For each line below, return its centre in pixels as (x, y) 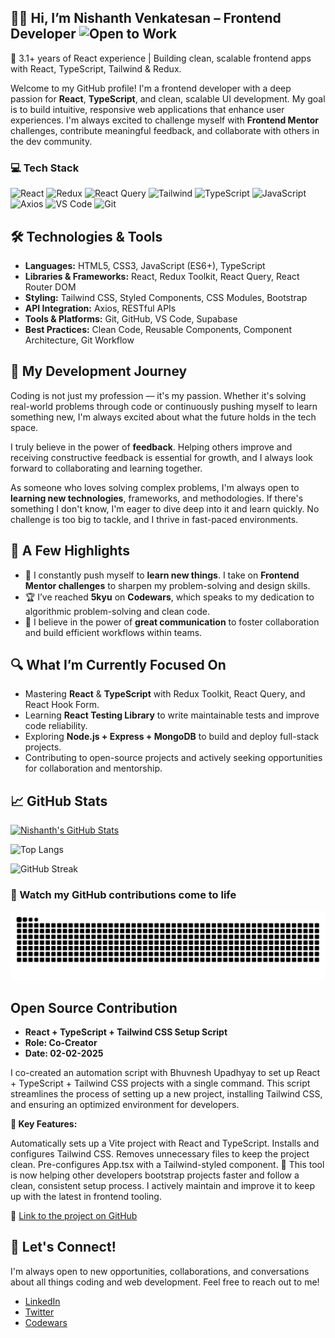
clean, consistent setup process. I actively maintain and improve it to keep (162, 1186)
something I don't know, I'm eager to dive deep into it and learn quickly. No (165, 508)
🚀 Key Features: (44, 1124)
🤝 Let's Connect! (63, 1247)
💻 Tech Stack (45, 168)
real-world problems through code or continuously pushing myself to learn (164, 406)
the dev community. (51, 141)
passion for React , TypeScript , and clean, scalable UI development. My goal (168, 98)
